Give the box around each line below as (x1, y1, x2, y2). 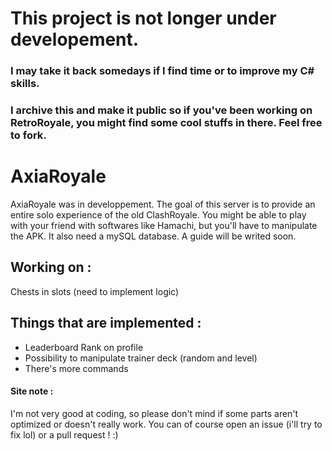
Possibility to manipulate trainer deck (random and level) (24, 352, 258, 364)
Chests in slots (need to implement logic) (10, 285, 180, 297)
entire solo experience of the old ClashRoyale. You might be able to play (10, 208, 307, 221)
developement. (10, 28, 140, 51)
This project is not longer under (10, 7, 277, 30)
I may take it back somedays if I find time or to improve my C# (10, 64, 315, 78)
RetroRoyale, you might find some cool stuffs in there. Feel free (10, 116, 323, 130)
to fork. (10, 128, 47, 142)
